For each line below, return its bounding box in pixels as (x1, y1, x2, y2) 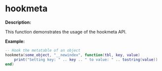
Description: (5, 19, 31, 25)
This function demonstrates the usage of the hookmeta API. (5, 29, 127, 35)
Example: (5, 38, 25, 44)
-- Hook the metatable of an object (5, 48, 81, 53)
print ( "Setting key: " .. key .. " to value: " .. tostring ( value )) (14, 57, 158, 62)
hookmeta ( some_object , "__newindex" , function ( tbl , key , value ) (5, 52, 140, 57)
